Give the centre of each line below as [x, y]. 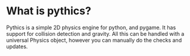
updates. [17, 46]
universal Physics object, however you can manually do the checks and [94, 40]
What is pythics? [49, 11]
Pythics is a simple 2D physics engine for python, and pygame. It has [91, 27]
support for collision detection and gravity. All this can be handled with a [95, 33]
